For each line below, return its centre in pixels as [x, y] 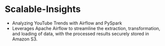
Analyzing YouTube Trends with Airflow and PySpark [67, 23]
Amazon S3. [25, 39]
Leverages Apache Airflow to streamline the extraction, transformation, [86, 28]
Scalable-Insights [43, 9]
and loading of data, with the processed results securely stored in [80, 33]
